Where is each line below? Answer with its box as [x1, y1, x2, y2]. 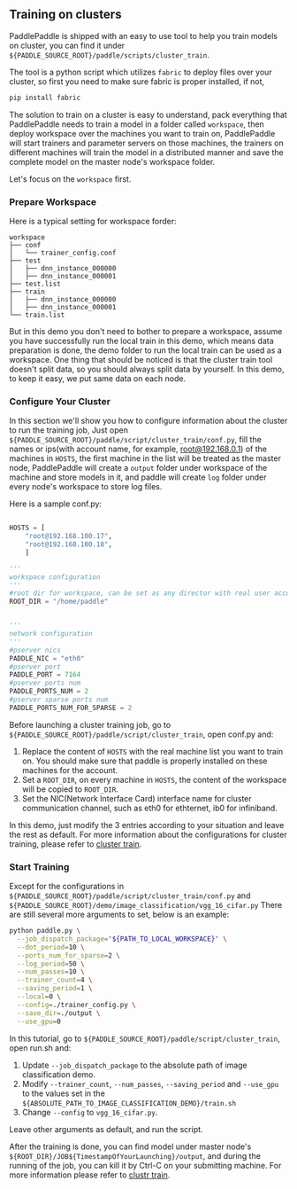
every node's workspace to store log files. [9, 481, 163, 492]
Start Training [9, 860, 70, 872]
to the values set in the [21, 1088, 106, 1099]
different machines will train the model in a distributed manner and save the [9, 146, 285, 158]
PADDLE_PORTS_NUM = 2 [9, 687, 89, 696]
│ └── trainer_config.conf [9, 248, 117, 257]
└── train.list [9, 310, 65, 319]
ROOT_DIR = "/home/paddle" [9, 598, 109, 606]
